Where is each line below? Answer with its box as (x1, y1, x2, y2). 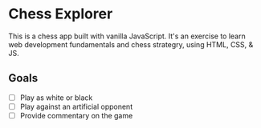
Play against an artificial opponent (19, 102, 133, 111)
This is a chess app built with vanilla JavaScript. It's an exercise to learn (8, 31, 247, 41)
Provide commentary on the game (19, 110, 133, 120)
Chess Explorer (8, 5, 113, 23)
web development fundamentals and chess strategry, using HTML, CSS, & (8, 39, 254, 49)
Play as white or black (19, 93, 93, 102)
